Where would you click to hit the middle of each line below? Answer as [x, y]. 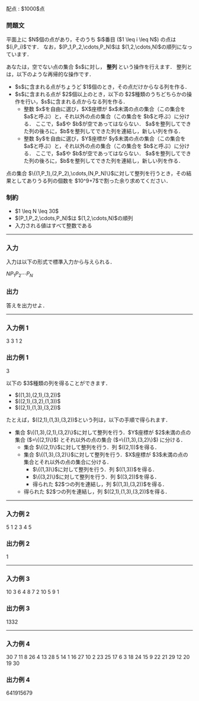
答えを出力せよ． [27, 305]
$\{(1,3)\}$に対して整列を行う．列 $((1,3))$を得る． [95, 469]
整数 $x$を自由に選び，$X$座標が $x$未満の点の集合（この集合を [105, 109]
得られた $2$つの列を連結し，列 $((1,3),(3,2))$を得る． [100, 484]
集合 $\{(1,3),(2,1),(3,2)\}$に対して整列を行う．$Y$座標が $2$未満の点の [103, 432]
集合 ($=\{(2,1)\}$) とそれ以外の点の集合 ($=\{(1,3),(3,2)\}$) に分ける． [100, 439]
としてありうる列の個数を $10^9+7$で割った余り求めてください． [91, 181]
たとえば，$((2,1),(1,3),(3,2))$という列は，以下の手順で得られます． [89, 420]
